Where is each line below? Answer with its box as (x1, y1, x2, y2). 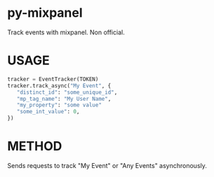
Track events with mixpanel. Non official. (7, 28, 125, 36)
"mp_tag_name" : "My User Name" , (16, 95, 112, 102)
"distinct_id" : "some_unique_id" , (16, 89, 118, 96)
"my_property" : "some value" (16, 101, 102, 109)
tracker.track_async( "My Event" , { (7, 82, 112, 89)
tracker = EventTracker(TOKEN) (7, 76, 99, 83)
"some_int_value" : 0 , (16, 108, 80, 115)
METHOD (7, 139, 62, 155)
